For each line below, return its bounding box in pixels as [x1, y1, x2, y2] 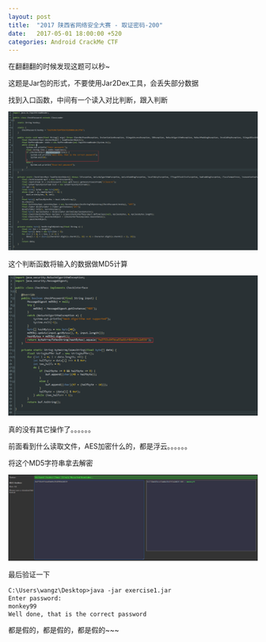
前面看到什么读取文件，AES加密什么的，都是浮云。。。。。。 [8, 441, 192, 451]
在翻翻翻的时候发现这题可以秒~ [8, 62, 111, 71]
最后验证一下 [8, 570, 50, 579]
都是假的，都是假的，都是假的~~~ [8, 625, 120, 635]
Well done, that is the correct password [8, 610, 147, 618]
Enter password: [8, 594, 62, 602]
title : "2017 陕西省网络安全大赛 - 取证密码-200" [8, 21, 164, 29]
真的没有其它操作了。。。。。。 [8, 425, 95, 434]
